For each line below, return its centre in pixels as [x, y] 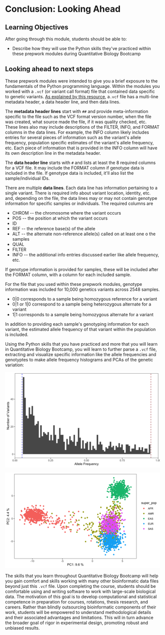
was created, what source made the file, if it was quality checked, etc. [76, 122]
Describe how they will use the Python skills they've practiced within [82, 48]
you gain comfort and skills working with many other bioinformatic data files [82, 581]
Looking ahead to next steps [49, 69]
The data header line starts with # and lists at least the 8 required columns [81, 163]
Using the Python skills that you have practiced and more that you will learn [82, 344]
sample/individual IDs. [27, 178]
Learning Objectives [37, 27]
